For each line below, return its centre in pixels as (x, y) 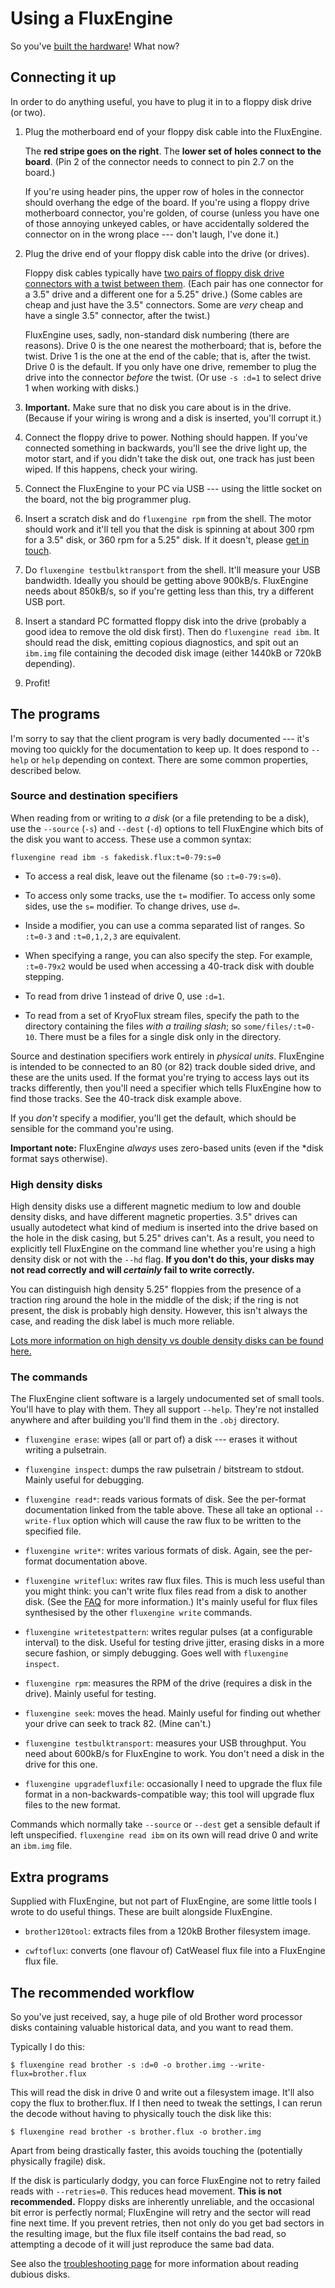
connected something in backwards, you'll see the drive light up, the (166, 448)
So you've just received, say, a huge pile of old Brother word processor (156, 2017)
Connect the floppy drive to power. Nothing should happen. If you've (166, 437)
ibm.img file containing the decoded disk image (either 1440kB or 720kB (173, 653)
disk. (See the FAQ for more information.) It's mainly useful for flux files (171, 1602)
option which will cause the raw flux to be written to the (187, 1521)
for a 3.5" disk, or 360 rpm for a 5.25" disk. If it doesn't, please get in (167, 539)
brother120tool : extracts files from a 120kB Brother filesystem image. (167, 1931)
